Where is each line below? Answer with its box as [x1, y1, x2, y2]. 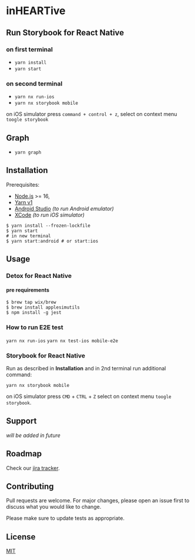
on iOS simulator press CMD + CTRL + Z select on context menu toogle [6, 393, 172, 400]
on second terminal [6, 79, 63, 88]
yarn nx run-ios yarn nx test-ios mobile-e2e [6, 337, 119, 344]
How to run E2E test [6, 323, 63, 332]
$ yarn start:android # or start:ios [6, 238, 99, 244]
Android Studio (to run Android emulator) [14, 205, 115, 212]
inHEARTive [6, 4, 66, 18]
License [6, 532, 36, 542]
